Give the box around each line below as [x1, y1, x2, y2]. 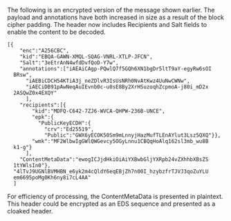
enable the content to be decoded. [7, 28, 106, 36]
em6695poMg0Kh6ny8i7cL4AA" [13, 174, 91, 181]
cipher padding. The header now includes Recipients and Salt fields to [7, 21, 207, 28]
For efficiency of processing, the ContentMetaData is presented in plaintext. [7, 193, 223, 200]
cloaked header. [7, 207, 53, 215]
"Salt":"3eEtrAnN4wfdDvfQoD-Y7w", [19, 59, 119, 66]
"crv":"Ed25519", [44, 126, 95, 133]
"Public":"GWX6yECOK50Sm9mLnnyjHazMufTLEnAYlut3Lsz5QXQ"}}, [44, 132, 221, 139]
